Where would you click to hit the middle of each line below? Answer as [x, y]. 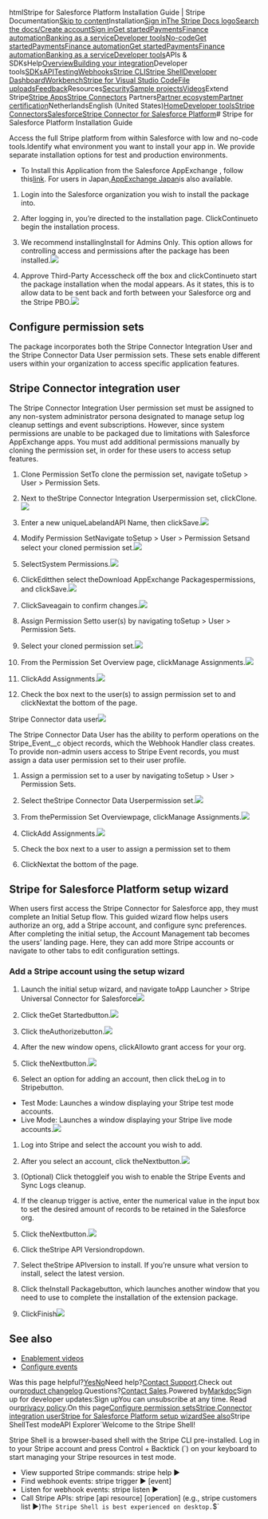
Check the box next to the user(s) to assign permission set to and [128, 694]
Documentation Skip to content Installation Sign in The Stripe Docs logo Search [134, 21]
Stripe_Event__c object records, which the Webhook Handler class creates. [132, 743]
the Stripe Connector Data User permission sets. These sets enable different [135, 354]
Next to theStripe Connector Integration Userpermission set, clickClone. [139, 498]
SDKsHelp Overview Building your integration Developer [99, 63]
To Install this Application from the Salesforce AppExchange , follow [132, 170]
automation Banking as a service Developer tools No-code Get [108, 38]
